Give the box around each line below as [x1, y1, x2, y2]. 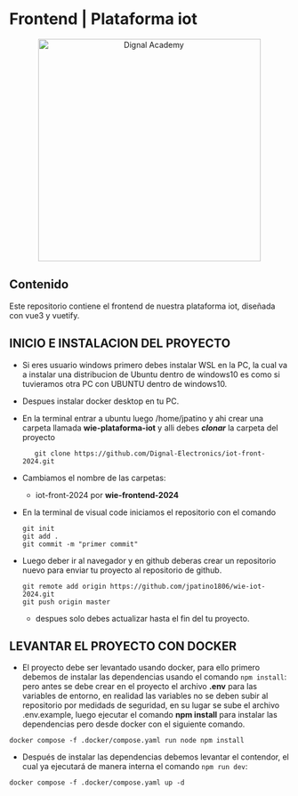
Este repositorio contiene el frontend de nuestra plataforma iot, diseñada [9, 301, 276, 311]
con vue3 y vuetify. [9, 310, 80, 320]
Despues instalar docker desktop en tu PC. [21, 396, 180, 406]
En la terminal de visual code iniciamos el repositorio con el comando [21, 507, 277, 518]
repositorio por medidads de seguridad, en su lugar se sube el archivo [21, 700, 280, 711]
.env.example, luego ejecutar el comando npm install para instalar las [21, 710, 278, 720]
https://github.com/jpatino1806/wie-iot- [109, 582, 266, 591]
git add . [21, 532, 60, 541]
